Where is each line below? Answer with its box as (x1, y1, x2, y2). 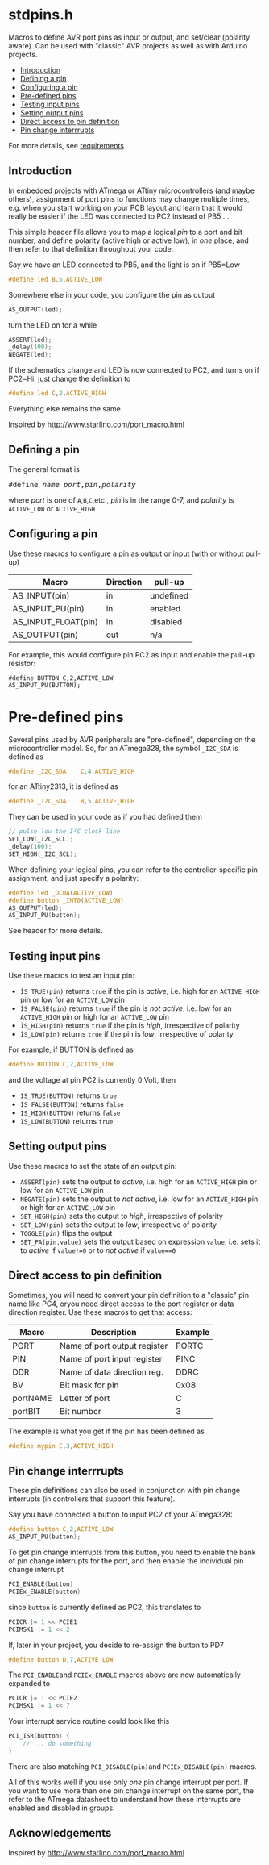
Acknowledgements (8, 1826, 112, 1840)
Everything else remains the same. (8, 404, 123, 413)
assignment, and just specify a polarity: (8, 873, 139, 882)
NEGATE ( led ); (8, 351, 52, 359)
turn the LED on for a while (8, 320, 97, 330)
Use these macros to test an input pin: (8, 970, 134, 981)
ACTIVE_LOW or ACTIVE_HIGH (8, 503, 95, 513)
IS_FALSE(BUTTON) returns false (19, 1099, 125, 1108)
